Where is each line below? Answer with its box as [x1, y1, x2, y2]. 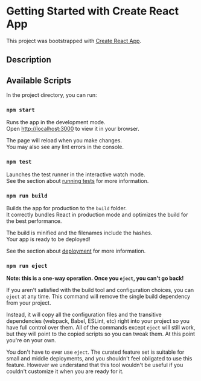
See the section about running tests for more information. [6, 177, 149, 184]
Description [6, 55, 51, 65]
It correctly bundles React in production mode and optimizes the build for [6, 211, 188, 219]
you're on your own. [6, 337, 56, 344]
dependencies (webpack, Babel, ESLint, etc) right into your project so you [6, 317, 190, 325]
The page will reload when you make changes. [6, 137, 123, 144]
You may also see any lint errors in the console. [6, 144, 124, 151]
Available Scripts [6, 75, 71, 85]
